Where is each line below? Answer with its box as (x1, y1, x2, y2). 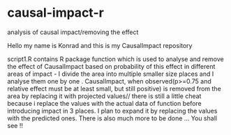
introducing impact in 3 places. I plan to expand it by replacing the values (7, 106, 218, 115)
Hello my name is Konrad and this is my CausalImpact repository (7, 41, 193, 49)
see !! (7, 121, 23, 129)
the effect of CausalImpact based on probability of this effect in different (7, 62, 216, 70)
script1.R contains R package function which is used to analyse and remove (7, 54, 225, 63)
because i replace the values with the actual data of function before (7, 99, 202, 107)
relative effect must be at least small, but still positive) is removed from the (7, 84, 221, 93)
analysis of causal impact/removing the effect (7, 28, 139, 36)
